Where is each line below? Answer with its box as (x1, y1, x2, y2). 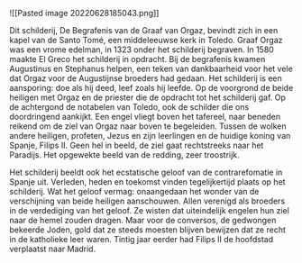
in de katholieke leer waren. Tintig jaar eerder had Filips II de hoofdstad (9, 234, 273, 244)
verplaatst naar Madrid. (9, 243, 96, 254)
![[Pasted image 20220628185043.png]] (9, 8, 160, 18)
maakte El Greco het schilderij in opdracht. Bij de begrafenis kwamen (9, 54, 266, 64)
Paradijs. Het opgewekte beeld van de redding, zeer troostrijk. (9, 150, 241, 160)
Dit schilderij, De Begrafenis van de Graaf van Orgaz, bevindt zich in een (9, 25, 279, 35)
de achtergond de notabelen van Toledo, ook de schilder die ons (9, 102, 250, 112)
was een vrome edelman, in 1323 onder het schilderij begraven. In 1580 (9, 44, 275, 55)
